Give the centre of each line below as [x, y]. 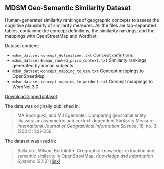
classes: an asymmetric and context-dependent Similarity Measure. [86, 120]
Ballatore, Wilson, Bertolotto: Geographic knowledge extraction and [86, 150]
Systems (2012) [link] [39, 161]
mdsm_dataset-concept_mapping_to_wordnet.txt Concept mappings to [82, 81]
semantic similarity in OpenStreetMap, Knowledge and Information [85, 156]
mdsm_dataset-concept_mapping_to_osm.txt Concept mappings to [78, 71]
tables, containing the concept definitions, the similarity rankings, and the [80, 30]
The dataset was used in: [31, 141]
